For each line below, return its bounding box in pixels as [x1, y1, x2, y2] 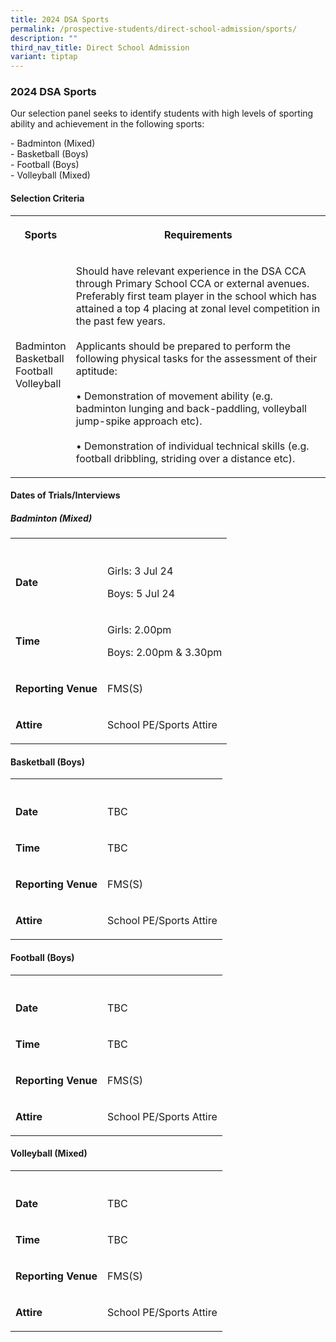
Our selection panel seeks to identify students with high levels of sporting [10, 107, 314, 120]
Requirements [164, 227, 233, 241]
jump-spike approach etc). [75, 414, 203, 428]
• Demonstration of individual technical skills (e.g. [75, 439, 310, 453]
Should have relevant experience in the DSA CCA [75, 264, 307, 278]
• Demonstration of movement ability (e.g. [75, 389, 273, 403]
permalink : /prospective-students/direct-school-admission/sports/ [10, 24, 298, 34]
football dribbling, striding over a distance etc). [75, 451, 296, 465]
